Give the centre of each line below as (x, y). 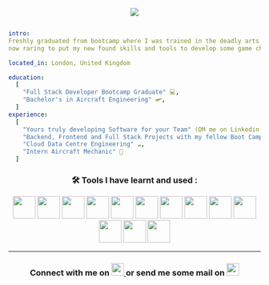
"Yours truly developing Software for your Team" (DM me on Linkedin (141, 129)
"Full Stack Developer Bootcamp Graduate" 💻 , (101, 92)
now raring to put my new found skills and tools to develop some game (130, 48)
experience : (28, 114)
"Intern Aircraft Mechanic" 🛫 (73, 152)
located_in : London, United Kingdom (69, 63)
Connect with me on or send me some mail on (127, 273)
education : (26, 77)
